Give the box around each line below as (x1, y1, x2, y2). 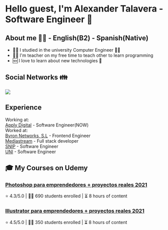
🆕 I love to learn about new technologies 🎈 (12, 58, 102, 63)
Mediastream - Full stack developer (5, 138, 79, 144)
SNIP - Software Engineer (5, 143, 59, 149)
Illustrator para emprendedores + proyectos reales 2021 (5, 207, 145, 214)
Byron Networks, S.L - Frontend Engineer (5, 133, 91, 139)
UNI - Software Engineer (5, 149, 56, 155)
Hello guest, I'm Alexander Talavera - (5, 3, 163, 15)
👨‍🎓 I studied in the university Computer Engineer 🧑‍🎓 (12, 47, 121, 53)
